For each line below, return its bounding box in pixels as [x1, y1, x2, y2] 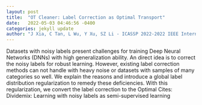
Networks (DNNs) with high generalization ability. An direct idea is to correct [6, 54, 196, 61]
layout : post [6, 8, 39, 15]
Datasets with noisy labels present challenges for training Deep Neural [6, 47, 181, 55]
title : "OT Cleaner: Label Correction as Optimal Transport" [6, 14, 165, 20]
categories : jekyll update [6, 25, 74, 32]
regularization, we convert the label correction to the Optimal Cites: [6, 86, 173, 93]
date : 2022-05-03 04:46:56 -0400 [6, 20, 96, 26]
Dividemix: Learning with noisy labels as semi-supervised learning [6, 92, 170, 100]
